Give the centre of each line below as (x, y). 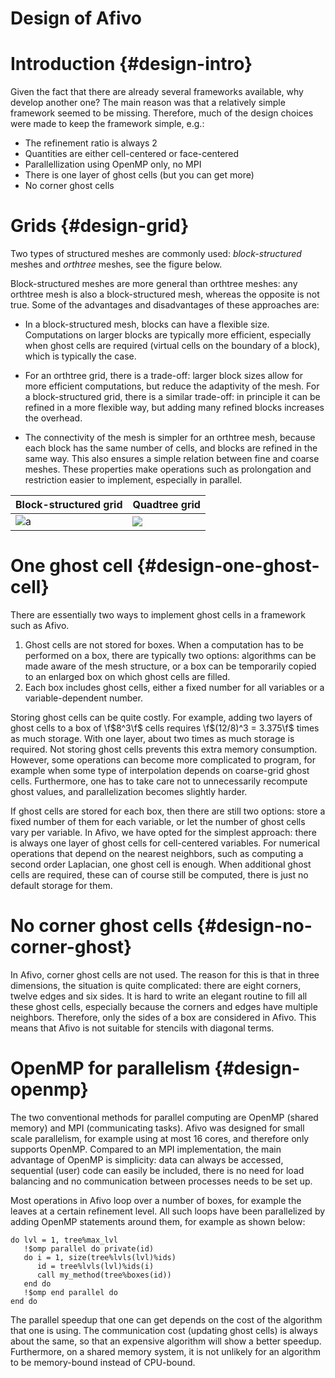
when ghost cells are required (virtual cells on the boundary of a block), (172, 346)
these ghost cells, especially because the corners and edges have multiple (164, 1006)
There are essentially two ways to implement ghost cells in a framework (158, 615)
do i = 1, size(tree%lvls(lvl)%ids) (100, 1257)
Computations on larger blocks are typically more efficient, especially (168, 335)
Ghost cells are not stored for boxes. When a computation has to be (164, 645)
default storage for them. (61, 885)
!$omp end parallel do (70, 1292)
